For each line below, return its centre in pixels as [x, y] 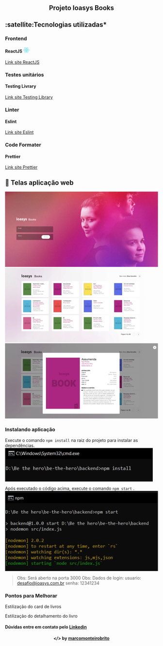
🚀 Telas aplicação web [39, 182]
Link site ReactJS [22, 62]
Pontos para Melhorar [31, 596]
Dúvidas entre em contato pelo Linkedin [46, 627]
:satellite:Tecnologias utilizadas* [56, 25]
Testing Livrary [21, 86]
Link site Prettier [21, 167]
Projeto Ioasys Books [81, 8]
